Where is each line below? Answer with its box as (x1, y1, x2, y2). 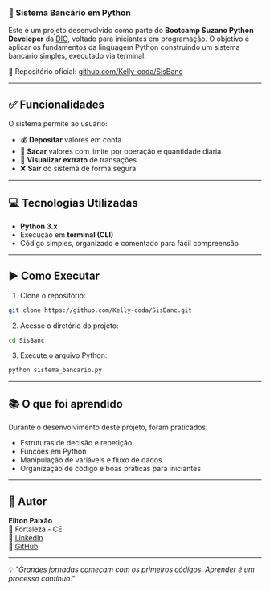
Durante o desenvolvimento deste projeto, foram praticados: (8, 422, 208, 433)
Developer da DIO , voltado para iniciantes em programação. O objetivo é (8, 34, 250, 43)
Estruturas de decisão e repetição (19, 438, 133, 448)
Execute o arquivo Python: (19, 351, 108, 360)
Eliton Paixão (8, 515, 53, 525)
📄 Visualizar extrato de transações (19, 155, 137, 165)
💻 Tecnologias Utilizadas (8, 196, 138, 210)
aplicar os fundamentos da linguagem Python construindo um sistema (8, 43, 240, 52)
